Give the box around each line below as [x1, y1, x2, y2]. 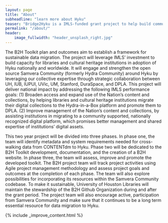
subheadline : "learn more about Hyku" [5, 17, 86, 22]
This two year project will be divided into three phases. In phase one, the [5, 133, 155, 139]
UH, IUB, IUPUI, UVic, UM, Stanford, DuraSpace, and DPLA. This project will [5, 81, 161, 87]
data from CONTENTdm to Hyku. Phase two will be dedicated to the [22, 144, 162, 150]
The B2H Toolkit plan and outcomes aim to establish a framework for [5, 49, 146, 55]
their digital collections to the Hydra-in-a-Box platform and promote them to [5, 102, 161, 108]
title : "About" [5, 12, 37, 17]
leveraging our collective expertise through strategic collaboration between [5, 76, 160, 82]
